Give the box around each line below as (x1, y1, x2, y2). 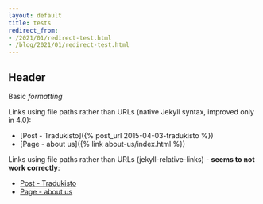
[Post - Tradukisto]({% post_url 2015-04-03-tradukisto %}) (19, 130, 214, 140)
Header (8, 71, 46, 84)
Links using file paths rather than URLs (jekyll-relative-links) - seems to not (8, 154, 256, 164)
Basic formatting (8, 91, 63, 101)
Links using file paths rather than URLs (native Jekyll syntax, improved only (8, 106, 254, 116)
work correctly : (8, 163, 60, 172)
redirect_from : (8, 26, 59, 34)
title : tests (8, 19, 52, 27)
